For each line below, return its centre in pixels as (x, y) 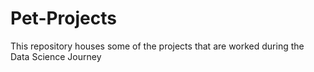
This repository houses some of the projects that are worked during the (157, 46)
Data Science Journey (56, 56)
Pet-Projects (63, 18)
